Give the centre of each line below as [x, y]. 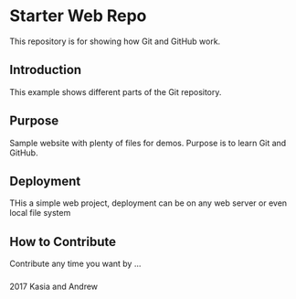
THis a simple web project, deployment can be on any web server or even [148, 203]
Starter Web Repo [78, 16]
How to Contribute [63, 242]
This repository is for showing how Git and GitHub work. [115, 41]
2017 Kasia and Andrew [54, 287]
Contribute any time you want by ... [75, 264]
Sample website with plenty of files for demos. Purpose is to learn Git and [148, 143]
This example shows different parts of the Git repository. [116, 91]
